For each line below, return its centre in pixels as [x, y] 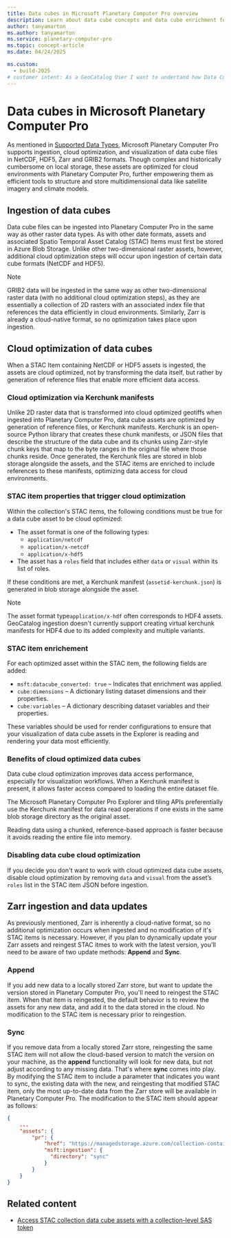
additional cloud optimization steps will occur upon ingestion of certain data [114, 256]
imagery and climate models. [48, 189]
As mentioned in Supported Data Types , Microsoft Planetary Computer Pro [113, 145]
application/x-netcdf [58, 547]
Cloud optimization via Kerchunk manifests [81, 397]
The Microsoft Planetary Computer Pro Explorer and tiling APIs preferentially [115, 802]
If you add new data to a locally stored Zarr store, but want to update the [110, 985]
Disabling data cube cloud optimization [74, 855]
